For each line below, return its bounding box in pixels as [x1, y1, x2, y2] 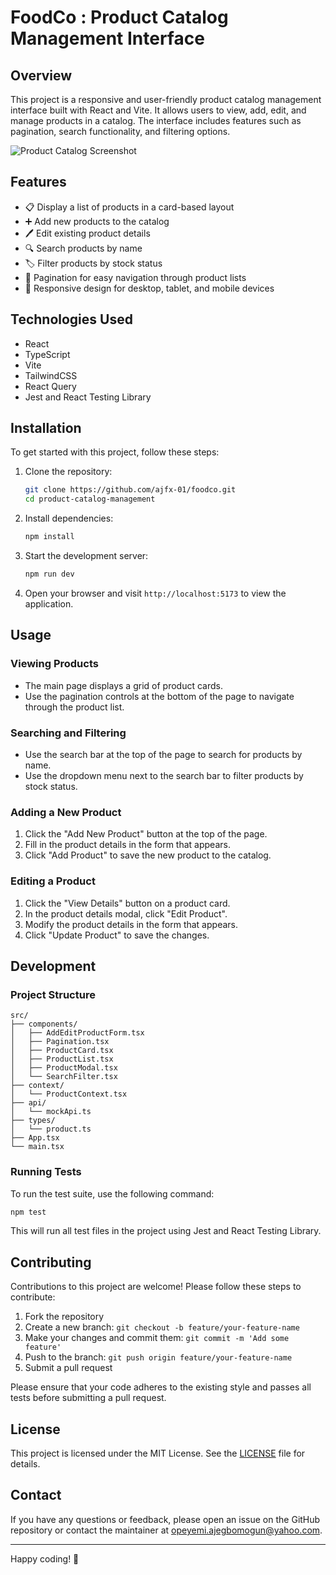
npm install [24, 532, 75, 542]
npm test [10, 1207, 47, 1217]
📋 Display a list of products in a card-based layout [24, 201, 235, 213]
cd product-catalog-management [24, 494, 156, 505]
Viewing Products [10, 657, 99, 671]
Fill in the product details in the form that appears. [24, 839, 231, 851]
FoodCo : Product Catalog [10, 6, 229, 29]
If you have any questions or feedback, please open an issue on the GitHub [10, 1513, 321, 1525]
